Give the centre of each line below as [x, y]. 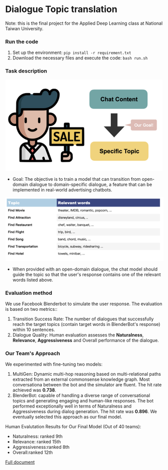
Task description [26, 71]
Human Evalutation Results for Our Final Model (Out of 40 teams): [73, 427]
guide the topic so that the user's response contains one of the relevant [87, 274]
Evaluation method [29, 293]
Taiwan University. [24, 28]
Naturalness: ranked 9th [37, 436]
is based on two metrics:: [31, 309]
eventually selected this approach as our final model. [67, 417]
